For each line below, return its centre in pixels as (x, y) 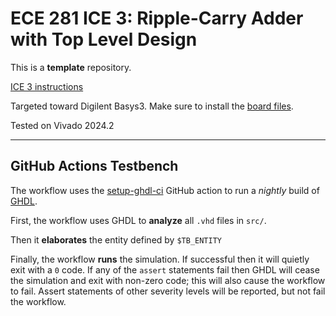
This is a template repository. (71, 67)
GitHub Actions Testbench (94, 166)
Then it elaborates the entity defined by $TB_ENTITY (116, 239)
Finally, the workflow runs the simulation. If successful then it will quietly (160, 259)
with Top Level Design (104, 39)
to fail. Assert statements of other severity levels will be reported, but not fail (168, 291)
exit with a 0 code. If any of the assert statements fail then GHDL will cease (165, 269)
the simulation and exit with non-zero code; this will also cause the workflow (168, 280)
